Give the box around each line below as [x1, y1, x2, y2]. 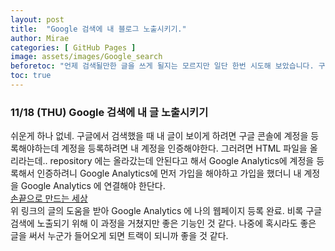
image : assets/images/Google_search [10, 52, 163, 62]
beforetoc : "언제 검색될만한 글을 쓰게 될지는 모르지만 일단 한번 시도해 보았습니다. [10, 61, 315, 71]
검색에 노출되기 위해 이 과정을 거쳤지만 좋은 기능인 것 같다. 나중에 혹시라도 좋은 [10, 217, 317, 230]
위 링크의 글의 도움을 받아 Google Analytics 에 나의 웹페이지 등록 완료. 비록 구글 [10, 205, 323, 217]
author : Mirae [10, 33, 70, 43]
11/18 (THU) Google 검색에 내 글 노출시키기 [10, 105, 209, 119]
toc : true [10, 71, 52, 81]
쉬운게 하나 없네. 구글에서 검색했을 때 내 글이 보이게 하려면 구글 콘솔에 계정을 [10, 130, 309, 142]
